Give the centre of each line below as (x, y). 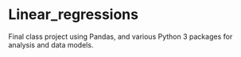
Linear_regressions (74, 15)
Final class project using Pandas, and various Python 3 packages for (120, 36)
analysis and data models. (51, 44)
